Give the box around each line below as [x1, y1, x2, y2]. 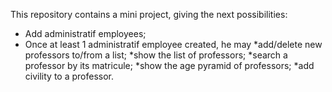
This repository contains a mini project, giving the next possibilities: [10, 9, 288, 20]
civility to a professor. [24, 70, 114, 82]
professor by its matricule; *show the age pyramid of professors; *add [24, 60, 315, 71]
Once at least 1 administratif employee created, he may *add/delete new [24, 39, 323, 50]
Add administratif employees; [24, 28, 147, 39]
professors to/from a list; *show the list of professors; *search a [24, 49, 288, 61]
